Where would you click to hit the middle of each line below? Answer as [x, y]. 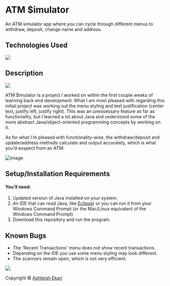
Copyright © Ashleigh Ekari [34, 278]
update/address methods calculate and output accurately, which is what [81, 142]
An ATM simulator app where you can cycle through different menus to [79, 24]
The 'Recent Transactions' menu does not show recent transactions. [84, 247]
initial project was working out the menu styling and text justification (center [84, 106]
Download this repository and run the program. [62, 219]
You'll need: [18, 186]
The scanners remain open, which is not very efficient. [70, 259]
